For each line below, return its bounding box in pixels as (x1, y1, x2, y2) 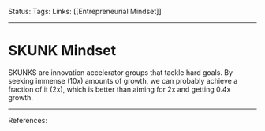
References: (8, 115, 47, 125)
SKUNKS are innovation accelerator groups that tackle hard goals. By (8, 67, 233, 77)
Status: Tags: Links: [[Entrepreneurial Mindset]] (8, 7, 162, 16)
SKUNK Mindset (8, 42, 117, 60)
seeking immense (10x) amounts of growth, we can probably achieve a (8, 76, 238, 85)
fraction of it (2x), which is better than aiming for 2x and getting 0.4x (8, 84, 231, 94)
